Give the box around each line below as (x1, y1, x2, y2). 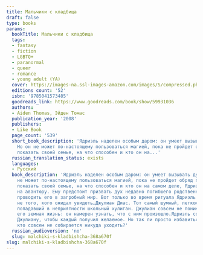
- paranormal (11, 59, 45, 65)
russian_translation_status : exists (11, 155, 104, 161)
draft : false (6, 15, 39, 21)
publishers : (11, 121, 42, 127)
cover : (11, 82, 28, 88)
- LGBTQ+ (11, 54, 34, 60)
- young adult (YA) (11, 76, 61, 82)
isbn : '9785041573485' (11, 93, 69, 99)
